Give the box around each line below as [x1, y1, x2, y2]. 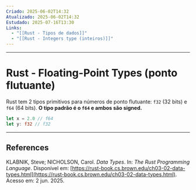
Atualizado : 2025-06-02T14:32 [6, 14, 80, 20]
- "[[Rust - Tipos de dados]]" [11, 30, 87, 36]
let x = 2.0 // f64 [6, 115, 54, 122]
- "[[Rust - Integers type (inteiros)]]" [11, 36, 114, 42]
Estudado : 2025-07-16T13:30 [6, 19, 75, 25]
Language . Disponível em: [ [6, 164, 72, 171]
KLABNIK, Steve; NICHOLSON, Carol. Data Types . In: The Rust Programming [6, 158, 190, 165]
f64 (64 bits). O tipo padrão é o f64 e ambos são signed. [6, 104, 142, 111]
